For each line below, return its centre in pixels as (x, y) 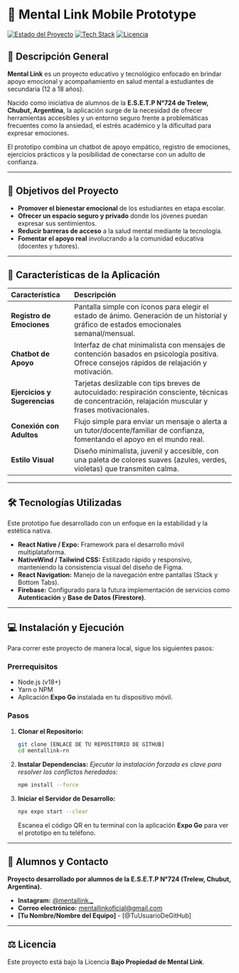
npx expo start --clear (53, 812)
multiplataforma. (42, 552)
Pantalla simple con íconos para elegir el (142, 307)
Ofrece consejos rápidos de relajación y (141, 363)
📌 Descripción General (58, 57)
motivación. (94, 372)
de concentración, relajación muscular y (141, 401)
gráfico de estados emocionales (128, 325)
